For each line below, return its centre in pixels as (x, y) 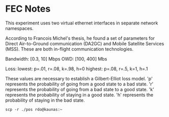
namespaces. (20, 28)
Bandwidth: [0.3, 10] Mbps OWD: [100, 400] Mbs (56, 58)
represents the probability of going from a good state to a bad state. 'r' (79, 84)
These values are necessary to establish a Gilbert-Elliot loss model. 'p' (79, 78)
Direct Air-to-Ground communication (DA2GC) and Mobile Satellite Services (85, 43)
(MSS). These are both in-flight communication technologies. (69, 49)
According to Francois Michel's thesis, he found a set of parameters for (80, 38)
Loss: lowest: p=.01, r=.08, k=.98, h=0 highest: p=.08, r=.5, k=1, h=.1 (77, 69)
